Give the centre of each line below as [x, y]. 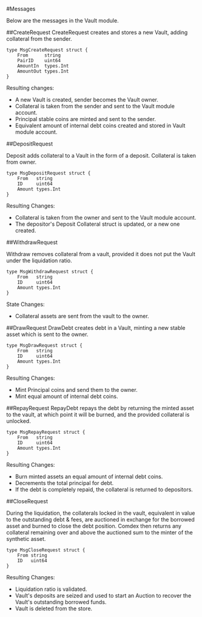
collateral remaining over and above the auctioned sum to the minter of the [99, 532]
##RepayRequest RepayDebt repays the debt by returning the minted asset [100, 408]
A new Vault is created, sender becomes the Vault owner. [87, 99]
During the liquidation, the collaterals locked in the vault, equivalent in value [101, 513]
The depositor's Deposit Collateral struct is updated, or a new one [97, 224]
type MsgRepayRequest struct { [46, 432]
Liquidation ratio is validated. [51, 589]
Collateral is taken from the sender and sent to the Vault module [95, 106]
